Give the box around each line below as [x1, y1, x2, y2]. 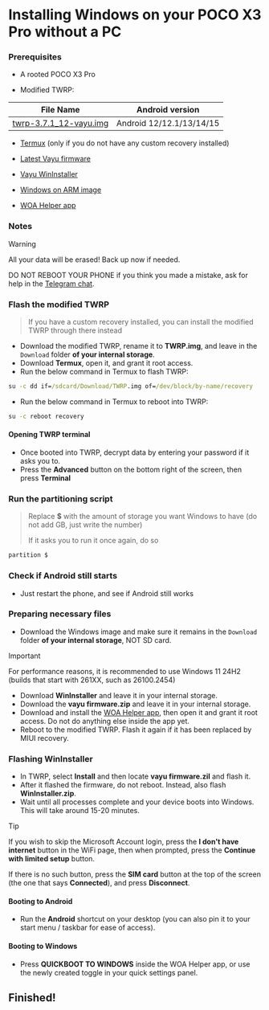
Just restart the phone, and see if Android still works [19, 588, 194, 598]
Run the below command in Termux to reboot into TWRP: [19, 396, 209, 407]
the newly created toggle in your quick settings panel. [19, 967, 198, 977]
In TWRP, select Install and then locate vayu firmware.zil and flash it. [19, 771, 251, 781]
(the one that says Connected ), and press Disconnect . [8, 878, 190, 888]
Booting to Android [8, 896, 73, 906]
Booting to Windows [8, 941, 78, 951]
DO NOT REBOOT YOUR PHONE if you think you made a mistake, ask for [8, 270, 249, 280]
